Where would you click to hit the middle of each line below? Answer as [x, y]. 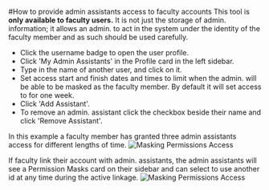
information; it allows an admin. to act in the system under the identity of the [134, 28]
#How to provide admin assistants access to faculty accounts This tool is [129, 12]
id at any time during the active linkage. [73, 177]
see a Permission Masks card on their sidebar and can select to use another [134, 169]
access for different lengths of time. [67, 145]
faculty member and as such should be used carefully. [98, 37]
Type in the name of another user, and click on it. [101, 70]
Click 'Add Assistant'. [55, 104]
